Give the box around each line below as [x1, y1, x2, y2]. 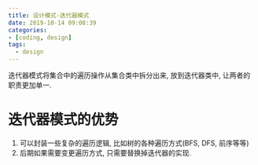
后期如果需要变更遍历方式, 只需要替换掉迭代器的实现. [19, 148, 191, 157]
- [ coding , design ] [8, 33, 72, 42]
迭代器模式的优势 [8, 111, 120, 129]
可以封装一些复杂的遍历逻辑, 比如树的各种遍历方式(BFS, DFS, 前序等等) [19, 138, 249, 148]
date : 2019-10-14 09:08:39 [8, 19, 97, 27]
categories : [8, 26, 47, 34]
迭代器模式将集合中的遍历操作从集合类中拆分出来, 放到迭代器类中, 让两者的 [8, 71, 250, 79]
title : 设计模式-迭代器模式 [8, 11, 90, 20]
